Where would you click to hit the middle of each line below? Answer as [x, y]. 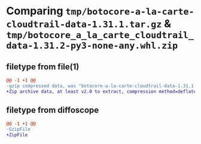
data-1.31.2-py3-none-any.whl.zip [92, 46]
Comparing [35, 11]
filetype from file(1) [43, 67]
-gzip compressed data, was [41, 86]
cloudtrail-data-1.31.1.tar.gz [84, 25]
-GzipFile [19, 130]
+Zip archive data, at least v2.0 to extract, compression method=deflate [101, 91]
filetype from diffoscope [53, 110]
